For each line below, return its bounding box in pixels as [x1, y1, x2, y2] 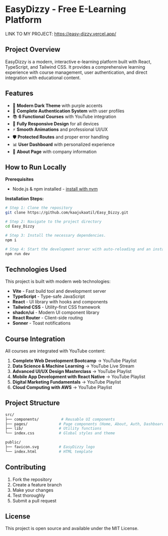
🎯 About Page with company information [12, 148, 96, 154]
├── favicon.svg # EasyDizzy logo [5, 445, 95, 450]
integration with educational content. [5, 74, 81, 81]
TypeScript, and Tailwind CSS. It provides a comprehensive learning [5, 64, 145, 70]
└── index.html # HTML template [5, 449, 93, 454]
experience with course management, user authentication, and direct [5, 69, 147, 75]
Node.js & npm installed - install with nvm [12, 186, 98, 192]
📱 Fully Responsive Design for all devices [12, 120, 99, 126]
